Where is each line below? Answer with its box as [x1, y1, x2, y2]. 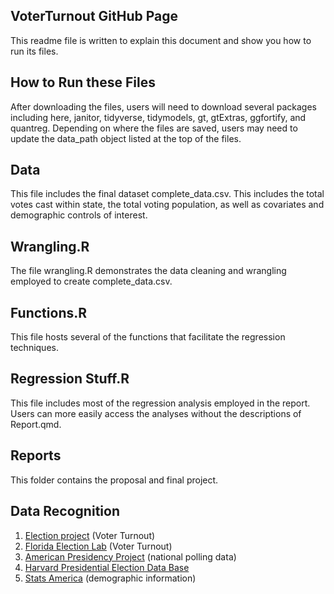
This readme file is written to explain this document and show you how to [10, 34, 312, 46]
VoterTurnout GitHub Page [10, 8, 179, 25]
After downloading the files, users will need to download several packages [10, 100, 317, 113]
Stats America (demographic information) [24, 572, 197, 584]
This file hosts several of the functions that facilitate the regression [10, 331, 286, 343]
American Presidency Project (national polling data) [24, 550, 237, 563]
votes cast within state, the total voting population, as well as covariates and [10, 199, 325, 211]
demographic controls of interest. [10, 209, 148, 221]
